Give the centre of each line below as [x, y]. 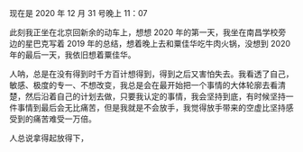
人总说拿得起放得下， [49, 138]
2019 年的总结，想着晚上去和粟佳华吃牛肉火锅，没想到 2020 [179, 44]
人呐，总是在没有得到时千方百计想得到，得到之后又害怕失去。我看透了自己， [151, 74]
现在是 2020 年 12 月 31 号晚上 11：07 [78, 13]
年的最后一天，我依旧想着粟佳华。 [73, 55]
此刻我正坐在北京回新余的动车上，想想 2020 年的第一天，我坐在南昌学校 [144, 32]
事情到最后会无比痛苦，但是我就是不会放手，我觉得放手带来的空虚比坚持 [151, 107]
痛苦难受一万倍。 [64, 119]
